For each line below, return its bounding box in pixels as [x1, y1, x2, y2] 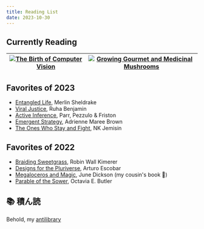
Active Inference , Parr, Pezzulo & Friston [15, 111, 117, 119]
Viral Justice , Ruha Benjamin [15, 105, 87, 113]
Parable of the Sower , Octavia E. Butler [15, 177, 112, 185]
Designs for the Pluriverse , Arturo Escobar [15, 164, 121, 171]
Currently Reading [6, 37, 77, 47]
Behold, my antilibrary [6, 216, 61, 223]
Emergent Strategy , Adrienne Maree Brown [15, 118, 123, 125]
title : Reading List [6, 8, 59, 15]
